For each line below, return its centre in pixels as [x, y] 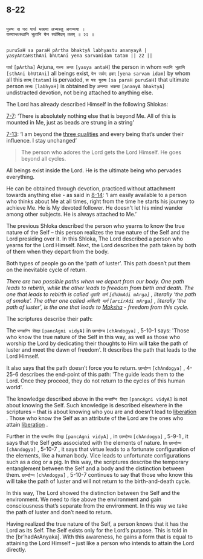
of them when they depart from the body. [58, 251]
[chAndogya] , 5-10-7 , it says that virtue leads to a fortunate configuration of [101, 449]
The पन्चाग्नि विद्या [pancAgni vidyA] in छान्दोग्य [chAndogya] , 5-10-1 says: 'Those [98, 330]
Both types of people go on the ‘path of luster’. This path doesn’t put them [98, 263]
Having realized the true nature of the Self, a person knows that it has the [97, 524]
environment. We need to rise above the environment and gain [84, 499]
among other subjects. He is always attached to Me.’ [72, 214]
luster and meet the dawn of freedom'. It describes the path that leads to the [101, 349]
